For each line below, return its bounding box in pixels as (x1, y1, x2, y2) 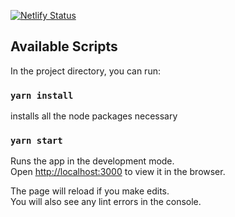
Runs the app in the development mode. (10, 155, 175, 167)
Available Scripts (10, 38, 118, 55)
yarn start (10, 135, 63, 147)
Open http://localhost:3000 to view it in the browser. (10, 166, 226, 178)
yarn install (10, 90, 74, 101)
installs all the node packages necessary (10, 110, 178, 122)
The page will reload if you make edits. (10, 185, 170, 197)
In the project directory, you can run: (10, 65, 161, 77)
